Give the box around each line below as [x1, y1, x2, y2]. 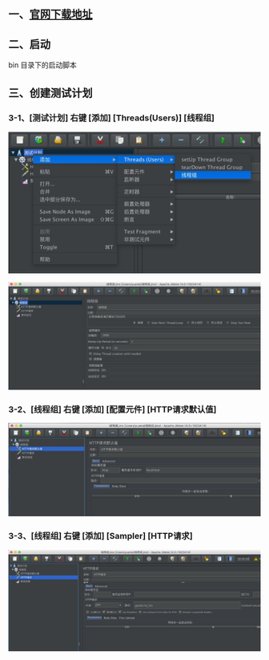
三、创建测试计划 [8, 86, 93, 100]
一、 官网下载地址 [8, 7, 93, 22]
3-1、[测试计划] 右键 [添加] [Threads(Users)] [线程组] [8, 112, 215, 123]
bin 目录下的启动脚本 [8, 60, 78, 70]
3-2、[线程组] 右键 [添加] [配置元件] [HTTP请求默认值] [8, 404, 217, 415]
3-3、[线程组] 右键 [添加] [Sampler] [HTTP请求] [8, 531, 194, 542]
